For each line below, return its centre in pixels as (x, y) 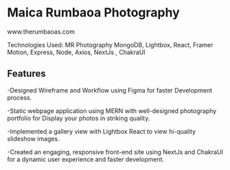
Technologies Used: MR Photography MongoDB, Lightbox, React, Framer (110, 45)
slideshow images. (33, 138)
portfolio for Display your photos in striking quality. (79, 118)
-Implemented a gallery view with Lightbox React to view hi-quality (102, 131)
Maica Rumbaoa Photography (93, 13)
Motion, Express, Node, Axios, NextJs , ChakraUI (76, 52)
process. (20, 97)
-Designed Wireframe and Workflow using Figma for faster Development (110, 90)
